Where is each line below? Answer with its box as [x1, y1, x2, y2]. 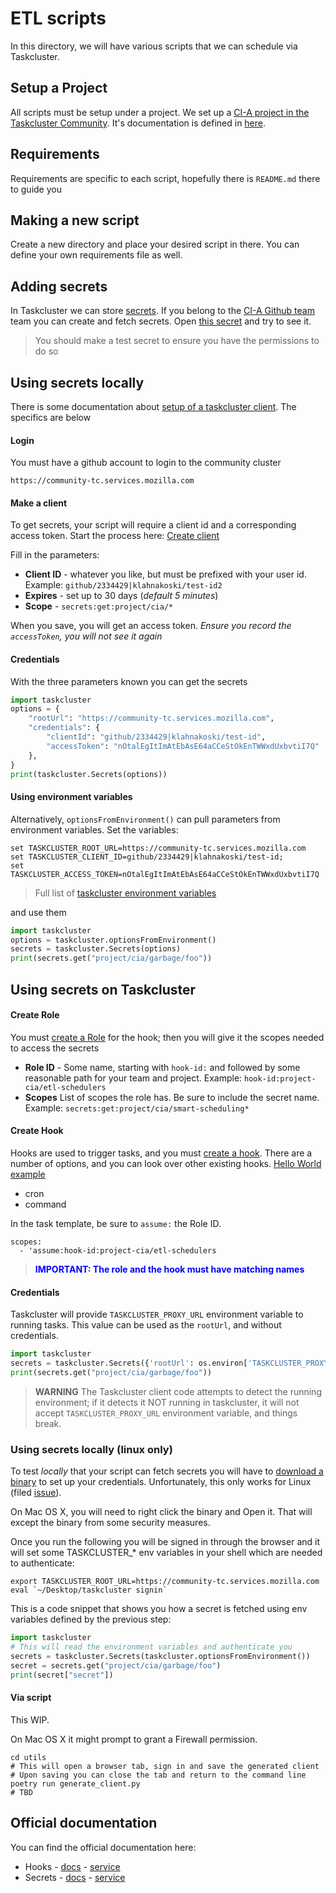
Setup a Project [10, 80, 108, 97]
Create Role [10, 1009, 60, 1021]
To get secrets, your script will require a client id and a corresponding [10, 519, 297, 531]
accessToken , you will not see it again [10, 630, 163, 642]
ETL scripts [10, 7, 107, 30]
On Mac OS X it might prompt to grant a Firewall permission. [10, 1733, 258, 1745]
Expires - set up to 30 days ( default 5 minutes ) [24, 590, 219, 602]
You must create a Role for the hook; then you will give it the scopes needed [10, 1031, 325, 1043]
